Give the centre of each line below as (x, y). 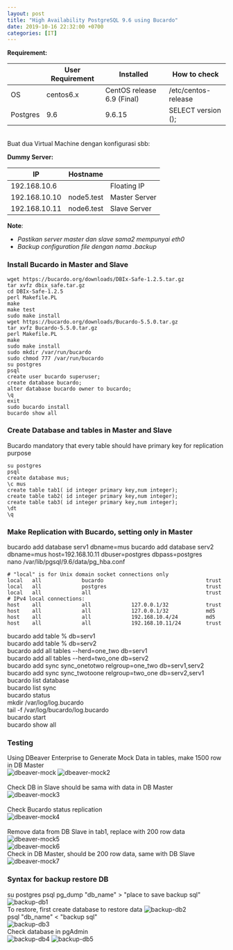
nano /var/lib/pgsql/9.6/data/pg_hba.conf (66, 562)
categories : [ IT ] (32, 33)
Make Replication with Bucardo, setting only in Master (100, 531)
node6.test (86, 209)
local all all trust (114, 593)
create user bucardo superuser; (54, 376)
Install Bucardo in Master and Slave (68, 265)
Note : (15, 226)
